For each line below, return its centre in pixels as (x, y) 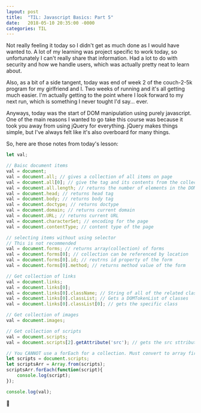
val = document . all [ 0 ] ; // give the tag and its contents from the (92, 182)
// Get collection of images (42, 315)
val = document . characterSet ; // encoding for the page (77, 221)
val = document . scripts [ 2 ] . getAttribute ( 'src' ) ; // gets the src (89, 342)
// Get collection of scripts (44, 331)
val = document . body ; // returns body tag (60, 199)
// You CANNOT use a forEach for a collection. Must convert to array (96, 353)
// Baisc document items (37, 166)
